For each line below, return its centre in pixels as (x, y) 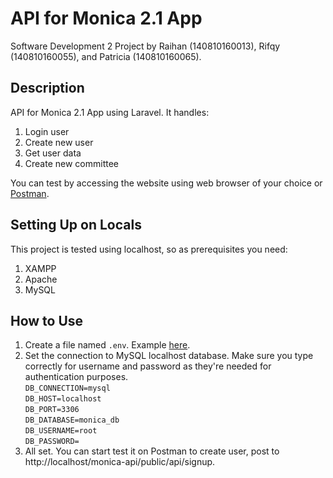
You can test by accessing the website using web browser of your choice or (166, 183)
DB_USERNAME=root (61, 431)
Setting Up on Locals (76, 225)
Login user (47, 131)
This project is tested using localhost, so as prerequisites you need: (149, 249)
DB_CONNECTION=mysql (67, 388)
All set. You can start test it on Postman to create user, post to (152, 451)
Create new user (59, 142)
